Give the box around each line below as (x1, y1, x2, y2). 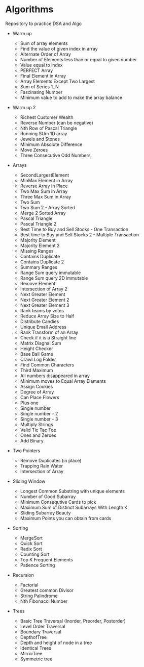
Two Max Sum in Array (20, 188, 68, 194)
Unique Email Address (20, 324, 67, 330)
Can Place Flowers (20, 394, 60, 400)
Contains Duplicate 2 (20, 259, 64, 265)
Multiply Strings (20, 421, 53, 427)
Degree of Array (20, 389, 54, 395)
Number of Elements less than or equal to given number (20, 56, 137, 62)
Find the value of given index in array (20, 45, 98, 52)
